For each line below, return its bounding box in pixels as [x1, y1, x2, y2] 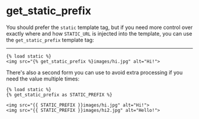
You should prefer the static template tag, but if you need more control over [6, 24, 193, 31]
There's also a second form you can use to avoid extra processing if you [6, 69, 183, 76]
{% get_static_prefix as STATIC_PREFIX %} [6, 92, 113, 98]
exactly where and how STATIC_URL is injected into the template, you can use [6, 30, 192, 37]
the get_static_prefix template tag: [6, 36, 94, 43]
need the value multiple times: [6, 75, 80, 82]
